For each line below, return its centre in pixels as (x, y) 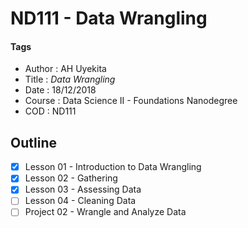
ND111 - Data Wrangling (109, 18)
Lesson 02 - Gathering (71, 178)
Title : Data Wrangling (70, 79)
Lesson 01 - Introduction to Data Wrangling (113, 167)
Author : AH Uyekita (65, 69)
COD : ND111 (50, 111)
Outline (33, 142)
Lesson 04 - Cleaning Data (80, 201)
